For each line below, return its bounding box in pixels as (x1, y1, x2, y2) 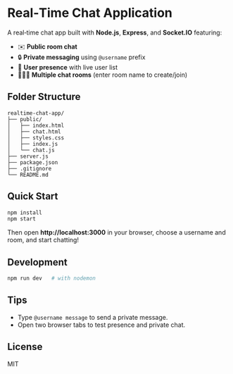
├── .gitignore (7, 165, 52, 172)
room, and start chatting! (7, 236, 80, 244)
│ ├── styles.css (7, 134, 65, 142)
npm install (7, 209, 42, 216)
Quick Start (7, 190, 58, 202)
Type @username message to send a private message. (17, 313, 168, 321)
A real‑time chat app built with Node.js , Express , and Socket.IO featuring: (7, 28, 222, 37)
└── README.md (7, 171, 49, 178)
